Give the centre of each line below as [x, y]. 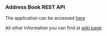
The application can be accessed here [45, 18]
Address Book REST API [35, 7]
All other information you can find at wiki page [53, 28]
